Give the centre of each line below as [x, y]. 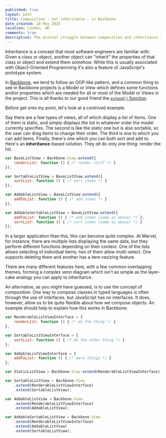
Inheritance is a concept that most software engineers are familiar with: [78, 51]
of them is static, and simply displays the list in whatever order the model [80, 123]
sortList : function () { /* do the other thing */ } [69, 340]
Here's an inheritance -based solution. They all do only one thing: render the [83, 144]
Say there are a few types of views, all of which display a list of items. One [81, 117]
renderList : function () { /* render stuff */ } [65, 163]
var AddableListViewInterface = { [41, 354]
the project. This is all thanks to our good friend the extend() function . [76, 98]
